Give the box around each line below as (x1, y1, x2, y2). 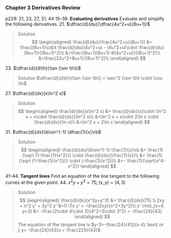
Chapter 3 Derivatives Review (5, 4, 81, 11)
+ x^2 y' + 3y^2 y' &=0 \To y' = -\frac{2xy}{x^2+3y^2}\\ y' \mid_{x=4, (19, 202, 165, 208)
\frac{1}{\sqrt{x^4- (127, 158, 166, 164)
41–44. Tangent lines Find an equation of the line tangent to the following (5, 173, 160, 179)
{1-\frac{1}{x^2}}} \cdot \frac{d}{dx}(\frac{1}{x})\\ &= (35, 152, 145, 158)
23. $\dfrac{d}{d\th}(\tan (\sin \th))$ (5, 65, 81, 72)
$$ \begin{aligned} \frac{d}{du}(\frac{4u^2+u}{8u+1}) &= (32, 39, 153, 45)
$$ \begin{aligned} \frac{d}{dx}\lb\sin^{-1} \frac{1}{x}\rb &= (21, 147, 146, 153)
